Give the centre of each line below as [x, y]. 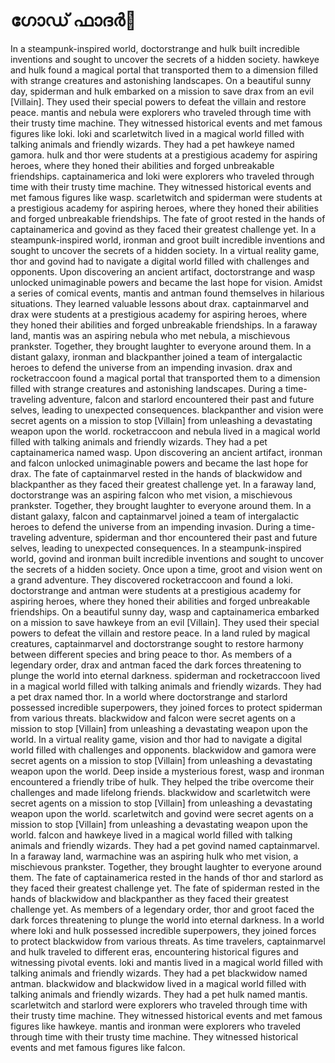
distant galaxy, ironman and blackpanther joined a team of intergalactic [156, 356]
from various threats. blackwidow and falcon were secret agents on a [153, 718]
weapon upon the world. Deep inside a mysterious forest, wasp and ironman [167, 771]
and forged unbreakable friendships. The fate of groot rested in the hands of [168, 218]
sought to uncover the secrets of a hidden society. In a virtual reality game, [165, 250]
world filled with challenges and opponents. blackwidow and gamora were [163, 750]
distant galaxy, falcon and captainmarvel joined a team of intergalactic [155, 516]
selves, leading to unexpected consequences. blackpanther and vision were [167, 410]
